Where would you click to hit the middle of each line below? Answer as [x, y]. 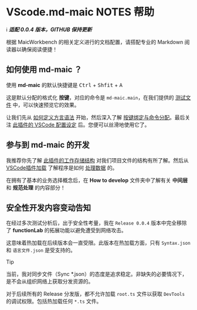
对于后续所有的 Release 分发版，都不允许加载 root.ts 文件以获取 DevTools [96, 294]
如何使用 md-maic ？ [44, 70]
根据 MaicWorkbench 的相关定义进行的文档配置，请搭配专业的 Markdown [95, 42]
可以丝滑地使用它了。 [124, 125]
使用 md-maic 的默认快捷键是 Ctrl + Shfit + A [64, 85]
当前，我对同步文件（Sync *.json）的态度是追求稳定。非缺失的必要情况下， [97, 274]
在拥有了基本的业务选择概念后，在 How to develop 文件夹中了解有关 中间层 [97, 180]
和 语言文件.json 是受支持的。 [41, 250]
